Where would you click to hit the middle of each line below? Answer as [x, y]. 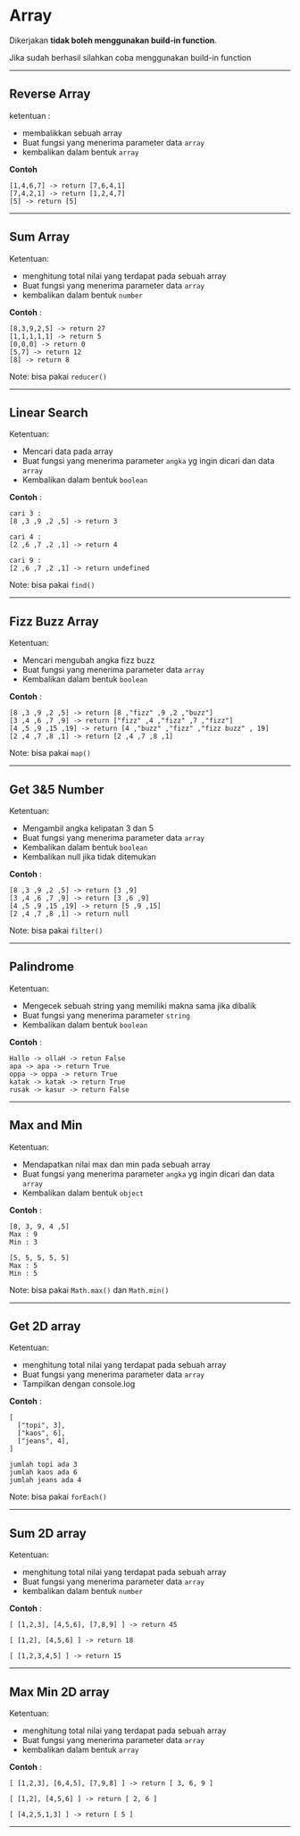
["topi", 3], [42, 1426]
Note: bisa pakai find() [52, 585]
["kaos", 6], [42, 1434]
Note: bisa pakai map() [50, 753]
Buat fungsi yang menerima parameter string [106, 1015]
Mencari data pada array [67, 451]
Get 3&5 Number [57, 789]
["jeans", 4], [43, 1441]
